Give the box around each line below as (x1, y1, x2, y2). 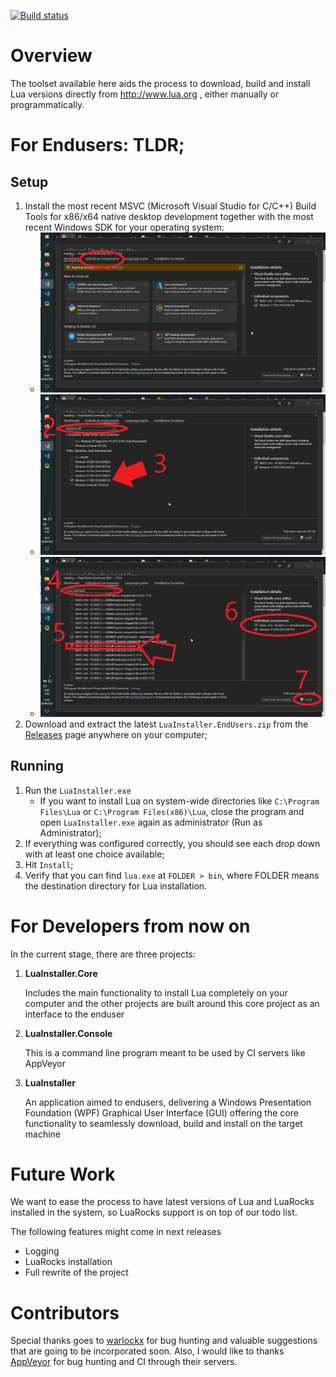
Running (10, 758, 65, 775)
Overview (10, 45, 93, 67)
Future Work (10, 1163, 116, 1185)
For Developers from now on (10, 915, 251, 937)
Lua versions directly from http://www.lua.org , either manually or (10, 88, 280, 100)
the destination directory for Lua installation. (24, 880, 208, 892)
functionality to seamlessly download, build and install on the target (24, 1117, 303, 1129)
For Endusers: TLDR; (10, 134, 185, 157)
